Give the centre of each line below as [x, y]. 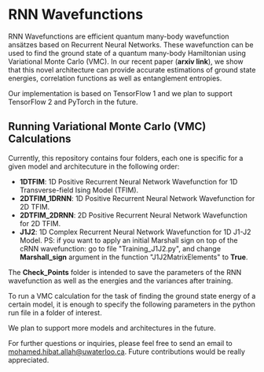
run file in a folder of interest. [55, 312]
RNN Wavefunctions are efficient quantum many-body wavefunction [119, 36]
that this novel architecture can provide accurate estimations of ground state [132, 69]
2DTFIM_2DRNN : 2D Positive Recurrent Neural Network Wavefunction [133, 215]
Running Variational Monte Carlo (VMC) [107, 126]
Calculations [40, 139]
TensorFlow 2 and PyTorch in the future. [73, 102]
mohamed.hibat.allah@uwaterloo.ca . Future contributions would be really [127, 352]
